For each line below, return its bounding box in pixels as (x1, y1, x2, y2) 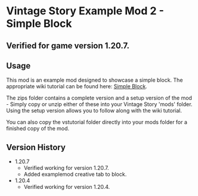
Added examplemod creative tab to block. (23, 171, 127, 178)
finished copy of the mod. (6, 125, 70, 132)
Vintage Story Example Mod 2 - (6, 4, 164, 18)
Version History (6, 142, 66, 153)
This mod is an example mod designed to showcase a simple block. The (6, 76, 183, 84)
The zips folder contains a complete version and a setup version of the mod (6, 94, 193, 102)
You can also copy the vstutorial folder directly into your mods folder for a (6, 119, 188, 126)
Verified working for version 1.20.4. (23, 183, 110, 191)
